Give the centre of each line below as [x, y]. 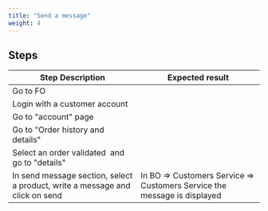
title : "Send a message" [49, 16]
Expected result [198, 78]
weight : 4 [25, 23]
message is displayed [181, 196]
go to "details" [39, 162]
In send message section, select [73, 176]
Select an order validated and [69, 153]
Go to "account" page [53, 117]
